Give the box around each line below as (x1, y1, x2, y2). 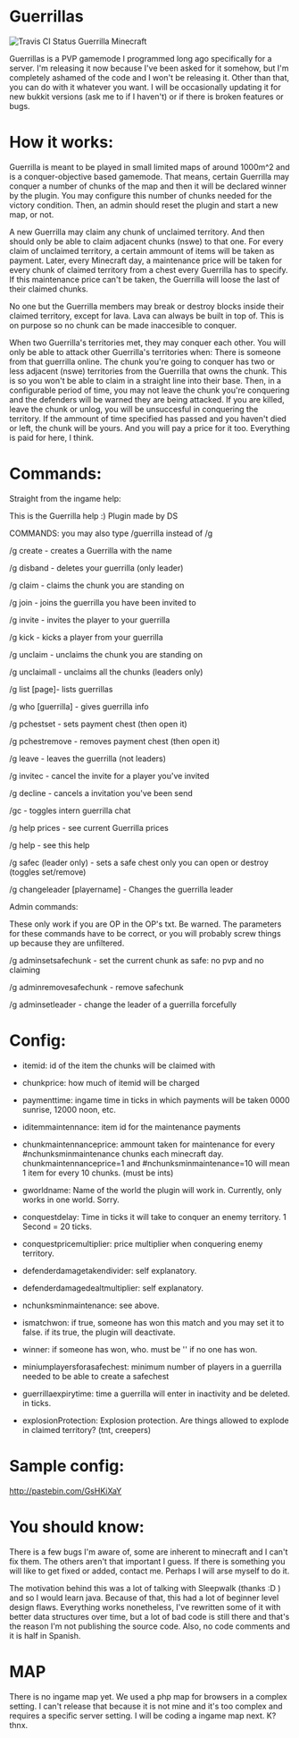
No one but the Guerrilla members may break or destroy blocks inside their (9, 301, 285, 311)
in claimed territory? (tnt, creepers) (21, 1424, 152, 1435)
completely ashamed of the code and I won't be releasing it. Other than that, (9, 72, 290, 82)
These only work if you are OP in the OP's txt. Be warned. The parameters (9, 919, 282, 929)
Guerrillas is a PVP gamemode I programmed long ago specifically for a (9, 53, 272, 64)
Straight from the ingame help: (9, 493, 122, 504)
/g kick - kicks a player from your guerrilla (9, 632, 163, 642)
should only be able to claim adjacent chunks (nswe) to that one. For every (9, 235, 284, 247)
